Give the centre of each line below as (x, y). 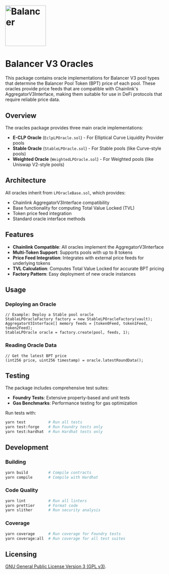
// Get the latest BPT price (36, 356)
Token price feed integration (42, 213)
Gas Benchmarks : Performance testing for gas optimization (75, 403)
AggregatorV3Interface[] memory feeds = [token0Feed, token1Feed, (77, 324)
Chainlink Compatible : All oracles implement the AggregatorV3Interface (88, 247)
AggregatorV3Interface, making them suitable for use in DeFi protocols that (84, 94)
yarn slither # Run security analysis (53, 510)
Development (27, 447)
